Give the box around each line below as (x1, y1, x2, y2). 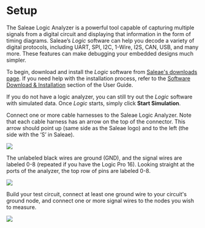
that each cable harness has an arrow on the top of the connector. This (6, 117, 185, 125)
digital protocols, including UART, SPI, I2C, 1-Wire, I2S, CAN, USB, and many (6, 43, 199, 51)
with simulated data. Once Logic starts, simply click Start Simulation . (6, 99, 181, 107)
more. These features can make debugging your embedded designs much (6, 50, 194, 57)
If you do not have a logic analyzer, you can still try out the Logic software (6, 93, 193, 100)
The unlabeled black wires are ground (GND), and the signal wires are (6, 154, 182, 161)
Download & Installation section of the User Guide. (6, 81, 133, 89)
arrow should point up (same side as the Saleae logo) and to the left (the (6, 124, 188, 131)
